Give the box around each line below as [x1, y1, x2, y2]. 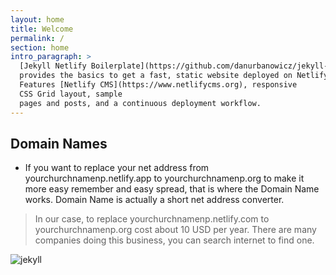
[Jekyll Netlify [19, 61, 87, 71]
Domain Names [10, 135, 108, 152]
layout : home [10, 14, 65, 25]
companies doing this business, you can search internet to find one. [34, 234, 315, 246]
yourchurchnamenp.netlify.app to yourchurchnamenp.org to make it [24, 172, 305, 185]
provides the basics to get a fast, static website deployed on [19, 71, 293, 81]
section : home [10, 42, 70, 53]
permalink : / [10, 33, 65, 43]
